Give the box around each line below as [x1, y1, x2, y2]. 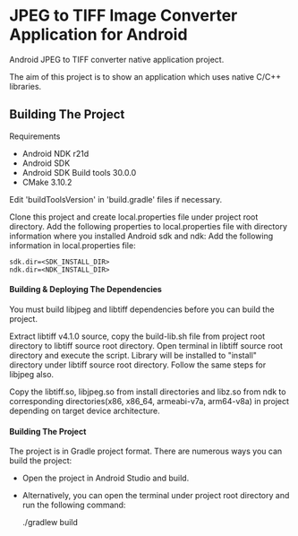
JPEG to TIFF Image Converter [9, 5, 238, 26]
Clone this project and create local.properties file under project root [9, 212, 259, 222]
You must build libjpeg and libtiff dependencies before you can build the [9, 304, 275, 315]
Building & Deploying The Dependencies [9, 284, 163, 295]
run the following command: [21, 499, 126, 511]
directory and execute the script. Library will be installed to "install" [9, 350, 258, 360]
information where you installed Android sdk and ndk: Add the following [9, 230, 274, 241]
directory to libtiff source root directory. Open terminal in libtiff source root [9, 340, 284, 350]
